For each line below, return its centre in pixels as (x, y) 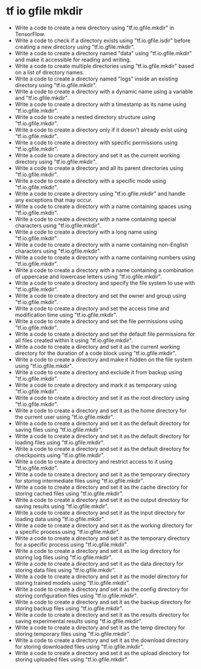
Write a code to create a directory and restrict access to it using (94, 461)
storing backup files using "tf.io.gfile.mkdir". (69, 608)
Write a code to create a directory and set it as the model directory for (101, 576)
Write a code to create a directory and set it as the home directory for (101, 410)
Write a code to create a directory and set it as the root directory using (102, 398)
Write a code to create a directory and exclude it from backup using (98, 372)
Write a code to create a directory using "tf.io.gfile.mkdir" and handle (100, 193)
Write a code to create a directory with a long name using (86, 232)
